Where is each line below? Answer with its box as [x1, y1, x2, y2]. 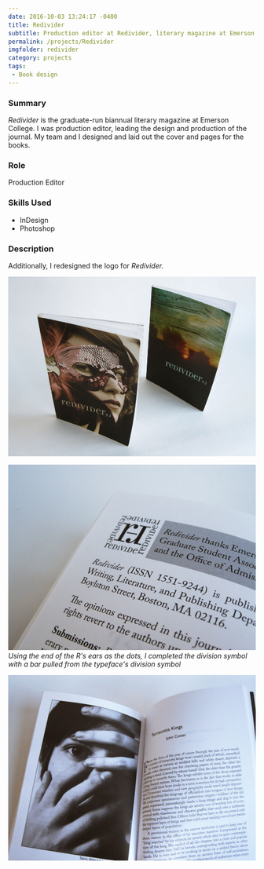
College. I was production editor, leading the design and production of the [8, 124, 247, 133]
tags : [8, 63, 26, 71]
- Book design [11, 71, 58, 79]
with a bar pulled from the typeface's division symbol [8, 659, 181, 669]
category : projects [8, 54, 72, 62]
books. [8, 141, 31, 150]
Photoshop [19, 224, 55, 233]
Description [8, 243, 54, 254]
